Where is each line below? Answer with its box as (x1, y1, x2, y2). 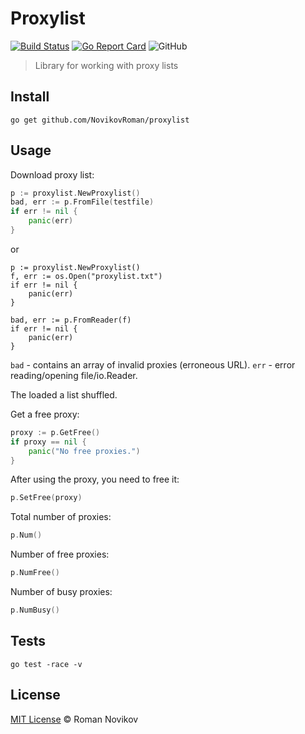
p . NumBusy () (10, 605, 60, 616)
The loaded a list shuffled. (10, 388, 118, 401)
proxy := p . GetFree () (10, 427, 101, 437)
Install (10, 88, 50, 106)
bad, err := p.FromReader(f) (10, 315, 132, 325)
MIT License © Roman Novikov (10, 713, 139, 725)
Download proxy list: (10, 168, 95, 181)
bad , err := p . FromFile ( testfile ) (10, 197, 155, 207)
